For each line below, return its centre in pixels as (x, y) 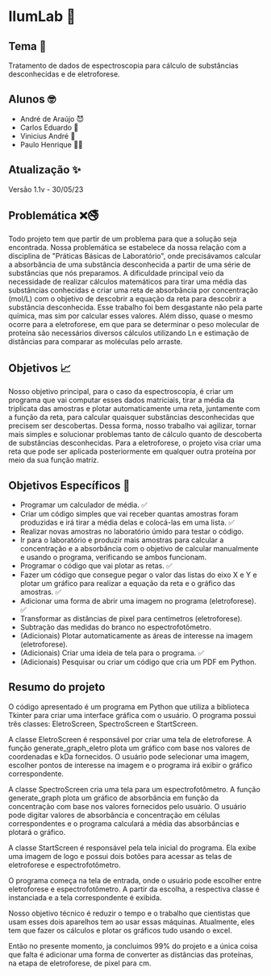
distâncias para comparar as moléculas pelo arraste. (96, 342)
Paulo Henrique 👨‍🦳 (51, 144)
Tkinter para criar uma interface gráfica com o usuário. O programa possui (132, 715)
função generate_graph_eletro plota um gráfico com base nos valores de (129, 748)
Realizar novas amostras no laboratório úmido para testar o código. (132, 532)
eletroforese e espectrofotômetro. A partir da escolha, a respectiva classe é (134, 889)
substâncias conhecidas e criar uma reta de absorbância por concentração (133, 290)
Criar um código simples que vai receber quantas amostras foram (129, 514)
